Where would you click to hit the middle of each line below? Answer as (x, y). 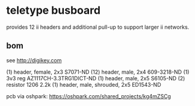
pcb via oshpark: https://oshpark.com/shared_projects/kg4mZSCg (89, 96)
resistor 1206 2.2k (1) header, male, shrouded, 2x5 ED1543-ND (84, 84)
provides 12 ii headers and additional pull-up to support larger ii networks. (98, 27)
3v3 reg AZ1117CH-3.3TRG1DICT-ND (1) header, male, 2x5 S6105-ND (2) (96, 78)
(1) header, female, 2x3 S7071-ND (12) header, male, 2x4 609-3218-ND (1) (98, 72)
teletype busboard (54, 10)
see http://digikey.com (34, 60)
